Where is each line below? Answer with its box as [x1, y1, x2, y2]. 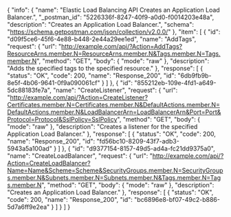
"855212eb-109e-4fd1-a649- [133, 79, 217, 87]
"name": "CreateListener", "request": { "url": [52, 86, 178, 94]
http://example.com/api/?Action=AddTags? [60, 43, 183, 50]
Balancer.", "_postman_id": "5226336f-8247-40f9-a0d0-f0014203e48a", [7, 13, 214, 21]
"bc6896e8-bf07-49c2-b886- [133, 196, 220, 203]
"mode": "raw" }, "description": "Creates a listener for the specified [7, 123, 198, 130]
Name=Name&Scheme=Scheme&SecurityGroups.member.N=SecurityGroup [7, 166, 223, 174]
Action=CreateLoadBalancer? [7, 159, 91, 167]
